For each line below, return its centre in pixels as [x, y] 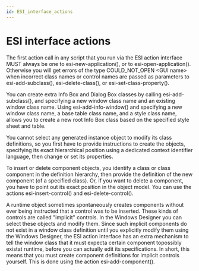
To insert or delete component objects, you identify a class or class [89, 168]
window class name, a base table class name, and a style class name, [91, 113]
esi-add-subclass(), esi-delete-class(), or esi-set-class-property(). [88, 83]
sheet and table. [26, 126]
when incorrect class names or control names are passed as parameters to [98, 76]
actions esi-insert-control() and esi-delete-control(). [70, 193]
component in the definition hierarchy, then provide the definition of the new [99, 174]
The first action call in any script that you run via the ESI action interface [94, 58]
